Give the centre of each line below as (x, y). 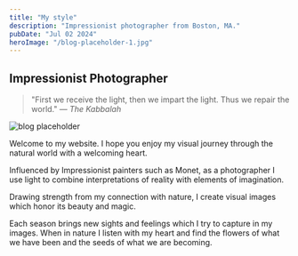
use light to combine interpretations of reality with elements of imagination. (147, 180)
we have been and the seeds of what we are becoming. (111, 243)
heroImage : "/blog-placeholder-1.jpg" (81, 42)
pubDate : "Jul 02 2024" (53, 34)
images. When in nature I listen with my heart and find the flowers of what (145, 233)
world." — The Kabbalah (76, 109)
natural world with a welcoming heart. (79, 153)
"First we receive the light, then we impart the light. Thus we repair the (160, 100)
